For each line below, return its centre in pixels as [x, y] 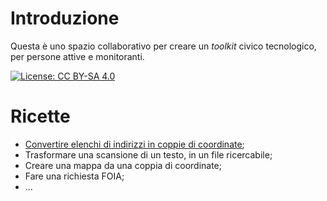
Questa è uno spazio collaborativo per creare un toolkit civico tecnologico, [163, 46]
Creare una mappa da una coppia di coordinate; [123, 165]
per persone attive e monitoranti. [77, 56]
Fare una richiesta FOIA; [74, 176]
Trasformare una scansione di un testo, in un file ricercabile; [148, 154]
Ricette [40, 116]
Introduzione [65, 18]
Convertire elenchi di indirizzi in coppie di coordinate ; [134, 144]
